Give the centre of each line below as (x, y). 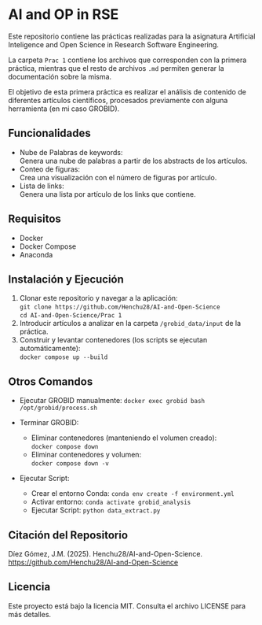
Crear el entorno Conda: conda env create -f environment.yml (133, 494)
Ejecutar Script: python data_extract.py (96, 510)
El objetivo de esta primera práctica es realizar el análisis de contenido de (127, 91)
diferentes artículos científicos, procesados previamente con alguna (118, 100)
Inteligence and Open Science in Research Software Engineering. (114, 44)
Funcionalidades (50, 133)
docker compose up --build (64, 357)
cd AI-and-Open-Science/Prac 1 (71, 316)
